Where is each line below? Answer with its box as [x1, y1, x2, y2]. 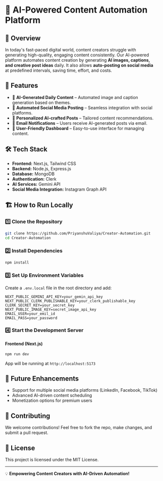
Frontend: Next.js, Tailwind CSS [12, 160, 77, 166]
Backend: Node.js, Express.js [12, 166, 71, 171]
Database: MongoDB [12, 171, 55, 177]
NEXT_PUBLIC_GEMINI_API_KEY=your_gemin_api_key [5, 294, 103, 299]
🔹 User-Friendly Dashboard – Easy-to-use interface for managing [12, 125, 145, 131]
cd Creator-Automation [5, 235, 51, 241]
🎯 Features [5, 82, 38, 90]
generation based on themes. [12, 100, 71, 105]
